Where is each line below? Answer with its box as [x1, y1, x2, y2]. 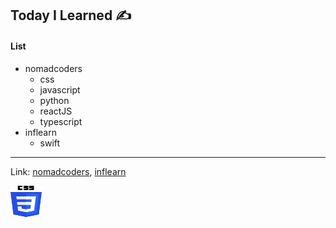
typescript [39, 115, 83, 127]
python [39, 94, 70, 106]
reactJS [39, 105, 73, 117]
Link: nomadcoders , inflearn [10, 165, 127, 177]
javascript [39, 83, 81, 96]
